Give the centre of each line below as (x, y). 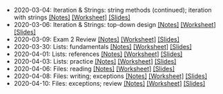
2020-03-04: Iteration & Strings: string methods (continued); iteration (113, 10)
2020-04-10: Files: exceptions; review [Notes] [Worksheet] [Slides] (109, 83)
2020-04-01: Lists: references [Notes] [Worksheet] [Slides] (98, 54)
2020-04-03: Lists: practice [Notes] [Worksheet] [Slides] (95, 61)
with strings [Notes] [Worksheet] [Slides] (72, 17)
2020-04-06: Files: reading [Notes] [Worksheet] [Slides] (94, 69)
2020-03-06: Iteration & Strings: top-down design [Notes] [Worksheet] (115, 25)
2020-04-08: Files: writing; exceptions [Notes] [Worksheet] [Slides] (110, 76)
